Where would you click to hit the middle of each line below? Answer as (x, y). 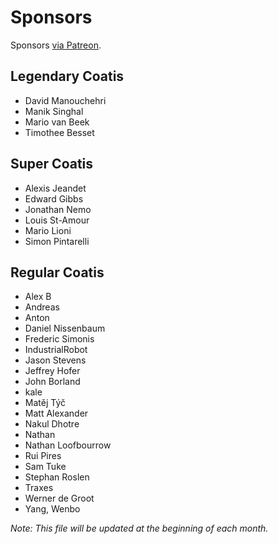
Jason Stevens (55, 360)
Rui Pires (43, 456)
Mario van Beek (57, 122)
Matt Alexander (56, 413)
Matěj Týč (45, 403)
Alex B (38, 297)
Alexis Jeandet (55, 188)
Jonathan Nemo (58, 209)
